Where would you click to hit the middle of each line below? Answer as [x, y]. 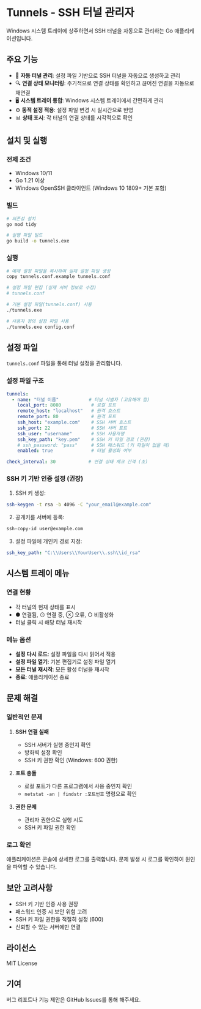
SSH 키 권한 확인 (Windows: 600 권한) [71, 760]
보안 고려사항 [30, 888]
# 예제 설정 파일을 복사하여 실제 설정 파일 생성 [59, 271]
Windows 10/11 [34, 173]
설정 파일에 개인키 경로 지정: [49, 541]
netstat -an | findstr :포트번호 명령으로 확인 [81, 793]
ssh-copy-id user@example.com [45, 529]
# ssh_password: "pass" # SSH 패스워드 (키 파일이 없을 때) [94, 445]
